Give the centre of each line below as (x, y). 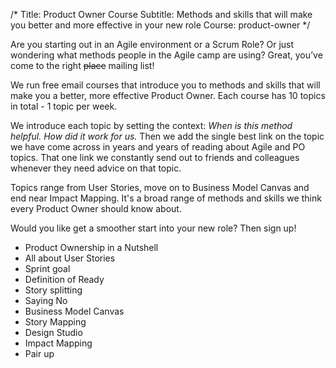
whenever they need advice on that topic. (96, 168)
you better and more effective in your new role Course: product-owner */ (160, 25)
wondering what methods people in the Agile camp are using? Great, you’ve (166, 55)
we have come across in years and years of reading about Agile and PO (158, 147)
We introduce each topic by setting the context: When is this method (151, 125)
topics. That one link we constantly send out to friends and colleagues (155, 157)
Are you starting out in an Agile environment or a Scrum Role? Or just (152, 44)
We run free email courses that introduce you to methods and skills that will (165, 85)
